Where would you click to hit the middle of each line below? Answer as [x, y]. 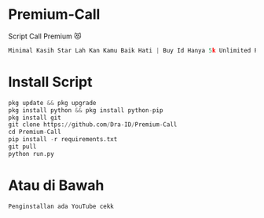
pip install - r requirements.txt [63, 140]
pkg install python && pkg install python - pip [86, 110]
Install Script [50, 82]
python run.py [31, 154]
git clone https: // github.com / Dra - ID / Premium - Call [93, 125]
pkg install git [35, 118]
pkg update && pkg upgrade [52, 103]
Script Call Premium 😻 [45, 36]
